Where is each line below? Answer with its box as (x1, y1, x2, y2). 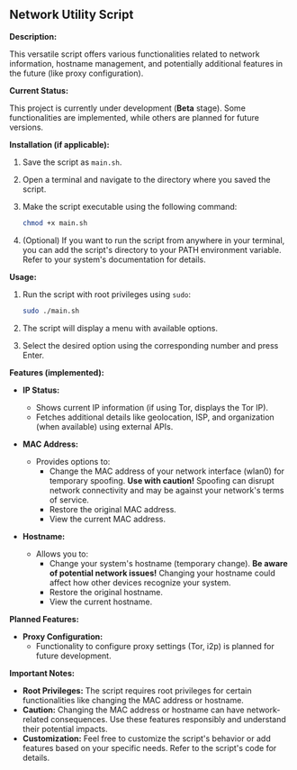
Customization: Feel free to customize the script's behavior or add (22, 733, 272, 744)
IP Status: (22, 385, 60, 395)
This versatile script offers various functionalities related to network (9, 49, 260, 59)
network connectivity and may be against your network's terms (49, 485, 284, 495)
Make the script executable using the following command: (22, 201, 238, 212)
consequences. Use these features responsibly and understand (50, 713, 286, 724)
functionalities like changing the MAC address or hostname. (22, 694, 245, 705)
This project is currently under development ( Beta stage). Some (9, 103, 246, 113)
